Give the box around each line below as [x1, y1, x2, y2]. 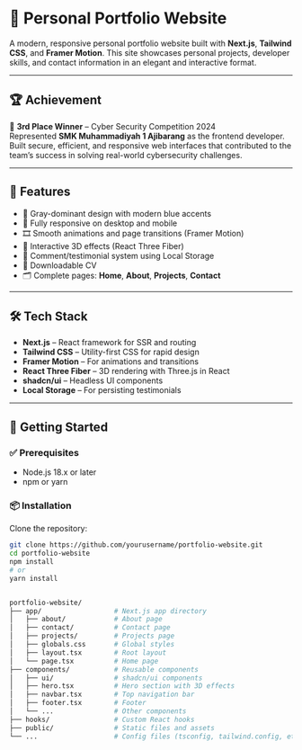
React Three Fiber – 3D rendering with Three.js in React [22, 366, 230, 377]
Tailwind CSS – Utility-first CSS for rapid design [22, 346, 200, 358]
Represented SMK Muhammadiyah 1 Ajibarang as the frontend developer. [9, 130, 285, 141]
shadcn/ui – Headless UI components [22, 375, 164, 386]
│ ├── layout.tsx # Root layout [9, 647, 167, 657]
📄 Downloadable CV [22, 260, 97, 271]
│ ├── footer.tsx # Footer [9, 699, 147, 708]
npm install [9, 558, 54, 567]
